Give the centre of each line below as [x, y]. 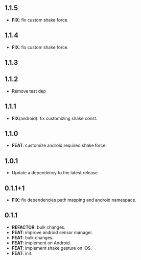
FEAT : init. [22, 253]
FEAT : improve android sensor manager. [52, 232]
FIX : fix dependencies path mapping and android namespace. [74, 200]
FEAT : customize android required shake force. [59, 145]
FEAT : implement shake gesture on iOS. [52, 248]
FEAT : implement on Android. [41, 243]
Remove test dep [29, 91]
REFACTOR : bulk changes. [38, 227]
